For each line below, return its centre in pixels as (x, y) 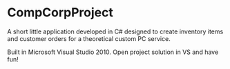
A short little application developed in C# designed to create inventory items (115, 31)
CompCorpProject (60, 13)
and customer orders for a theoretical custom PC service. (89, 38)
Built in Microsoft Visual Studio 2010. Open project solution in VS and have (113, 52)
